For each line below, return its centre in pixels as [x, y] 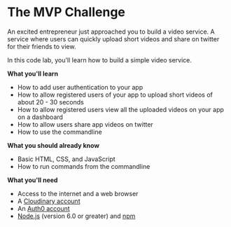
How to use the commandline [60, 132]
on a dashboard [40, 117]
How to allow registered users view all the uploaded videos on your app [120, 109]
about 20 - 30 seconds [50, 102]
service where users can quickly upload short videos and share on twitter [113, 39]
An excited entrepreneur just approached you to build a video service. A [111, 32]
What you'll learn [33, 74]
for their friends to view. [42, 46]
